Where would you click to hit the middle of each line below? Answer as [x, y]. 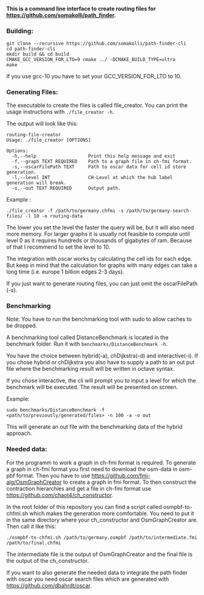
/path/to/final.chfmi [34, 543]
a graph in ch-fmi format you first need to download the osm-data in [92, 469]
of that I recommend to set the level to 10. [58, 247]
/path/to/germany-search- [159, 211]
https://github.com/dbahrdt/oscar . [49, 585]
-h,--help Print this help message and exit [93, 156]
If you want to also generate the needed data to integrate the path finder [97, 572]
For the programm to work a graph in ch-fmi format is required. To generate [101, 462]
